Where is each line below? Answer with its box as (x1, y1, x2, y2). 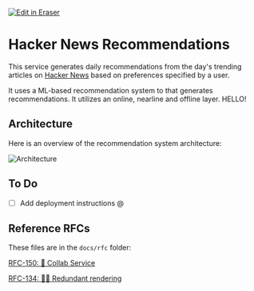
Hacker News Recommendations (8, 36, 230, 53)
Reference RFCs (8, 222, 90, 235)
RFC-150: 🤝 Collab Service (8, 258, 96, 268)
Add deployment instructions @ (19, 198, 125, 207)
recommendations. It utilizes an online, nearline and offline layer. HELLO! (8, 94, 247, 104)
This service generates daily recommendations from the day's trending (8, 61, 242, 71)
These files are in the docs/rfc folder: (8, 243, 132, 253)
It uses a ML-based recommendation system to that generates (8, 85, 213, 95)
